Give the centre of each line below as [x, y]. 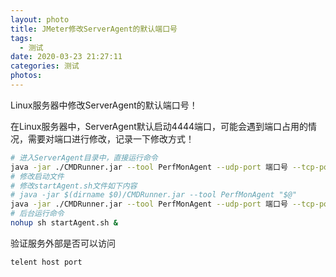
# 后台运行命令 [37, 214]
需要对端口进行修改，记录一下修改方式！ [111, 138]
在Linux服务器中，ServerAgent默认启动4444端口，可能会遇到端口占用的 [159, 126]
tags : [21, 38]
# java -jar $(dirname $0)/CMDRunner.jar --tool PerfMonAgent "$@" [154, 195]
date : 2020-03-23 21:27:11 [66, 57]
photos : [26, 76]
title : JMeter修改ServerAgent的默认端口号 [94, 29]
